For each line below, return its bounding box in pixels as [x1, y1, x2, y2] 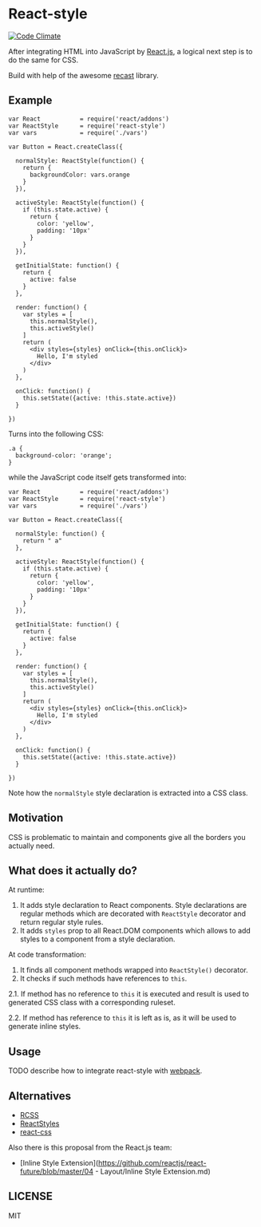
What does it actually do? [8, 863, 138, 878]
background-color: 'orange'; [15, 452, 113, 460]
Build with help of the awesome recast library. [8, 70, 159, 80]
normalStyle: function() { [15, 530, 105, 538]
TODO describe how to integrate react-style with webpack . [8, 1066, 203, 1075]
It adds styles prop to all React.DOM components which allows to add [19, 926, 251, 936]
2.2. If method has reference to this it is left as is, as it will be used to [8, 1013, 237, 1023]
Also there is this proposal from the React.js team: [8, 1142, 172, 1152]
